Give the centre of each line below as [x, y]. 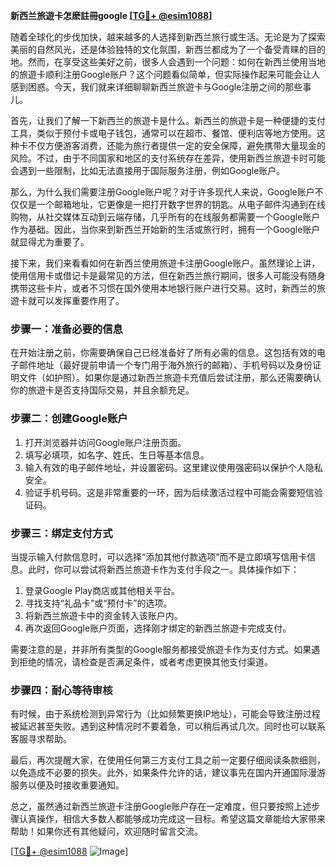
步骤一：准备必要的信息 [66, 329]
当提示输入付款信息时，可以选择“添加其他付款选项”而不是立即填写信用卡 [159, 556]
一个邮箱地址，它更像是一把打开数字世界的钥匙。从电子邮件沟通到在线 [181, 204]
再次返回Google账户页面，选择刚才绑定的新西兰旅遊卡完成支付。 [158, 628]
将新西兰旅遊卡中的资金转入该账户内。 [103, 615]
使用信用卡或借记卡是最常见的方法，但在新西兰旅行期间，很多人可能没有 [159, 275]
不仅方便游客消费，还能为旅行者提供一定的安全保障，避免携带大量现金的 [176, 145]
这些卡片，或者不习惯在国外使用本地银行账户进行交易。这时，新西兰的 [172, 288]
